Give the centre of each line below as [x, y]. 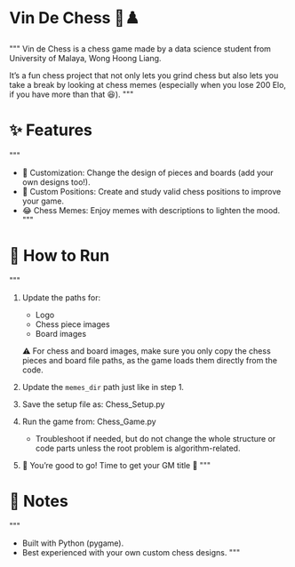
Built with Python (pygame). [73, 543]
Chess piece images [72, 324]
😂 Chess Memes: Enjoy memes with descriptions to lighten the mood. [151, 210]
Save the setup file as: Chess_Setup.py [93, 404]
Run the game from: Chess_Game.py [89, 421]
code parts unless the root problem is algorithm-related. [138, 448]
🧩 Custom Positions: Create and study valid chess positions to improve [151, 191]
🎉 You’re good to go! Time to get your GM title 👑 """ [116, 465]
